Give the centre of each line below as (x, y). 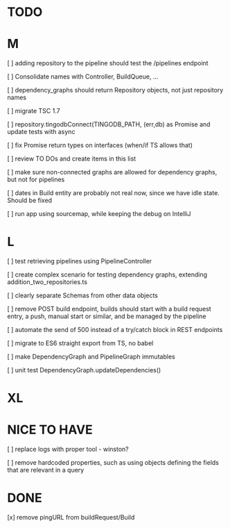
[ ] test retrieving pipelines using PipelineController (80, 261)
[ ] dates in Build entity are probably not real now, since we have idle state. (113, 193)
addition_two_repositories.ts (47, 282)
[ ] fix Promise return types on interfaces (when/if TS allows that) (100, 145)
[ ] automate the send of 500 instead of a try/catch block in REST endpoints (115, 330)
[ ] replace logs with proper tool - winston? (68, 449)
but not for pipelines (36, 180)
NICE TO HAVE (50, 430)
